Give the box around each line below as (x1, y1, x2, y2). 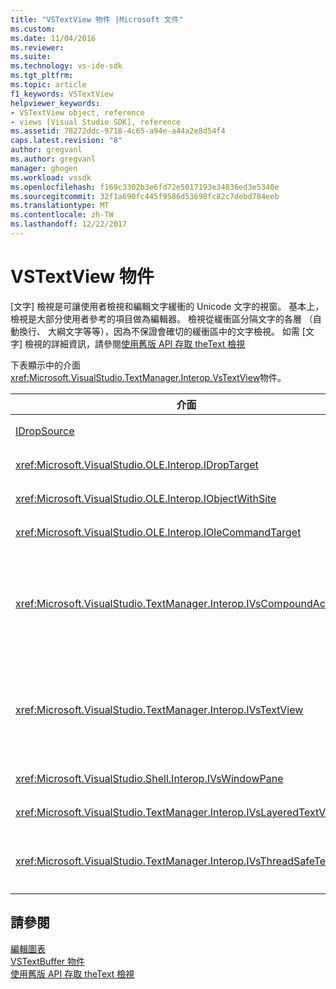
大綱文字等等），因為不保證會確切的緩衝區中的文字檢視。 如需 (47, 325, 300, 337)
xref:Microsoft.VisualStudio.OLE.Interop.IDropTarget (15, 457, 259, 471)
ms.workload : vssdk (10, 172, 92, 183)
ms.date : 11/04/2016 (10, 33, 97, 43)
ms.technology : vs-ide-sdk (10, 61, 123, 71)
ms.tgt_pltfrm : (10, 71, 74, 81)
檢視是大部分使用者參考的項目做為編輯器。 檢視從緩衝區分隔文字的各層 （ (10, 312, 313, 325)
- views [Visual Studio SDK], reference (10, 117, 182, 127)
